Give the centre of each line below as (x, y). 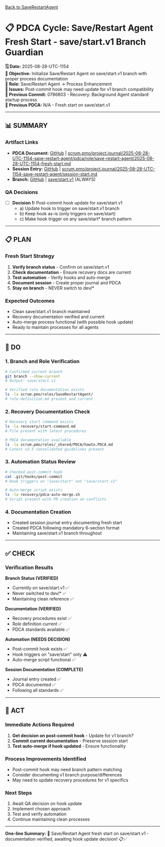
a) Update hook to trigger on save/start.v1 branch (69, 208)
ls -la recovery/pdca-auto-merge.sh (42, 495)
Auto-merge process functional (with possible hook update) (73, 322)
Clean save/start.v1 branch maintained (51, 311)
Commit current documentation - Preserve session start (70, 741)
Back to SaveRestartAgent (32, 7)
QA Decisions (22, 192)
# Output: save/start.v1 (30, 381)
